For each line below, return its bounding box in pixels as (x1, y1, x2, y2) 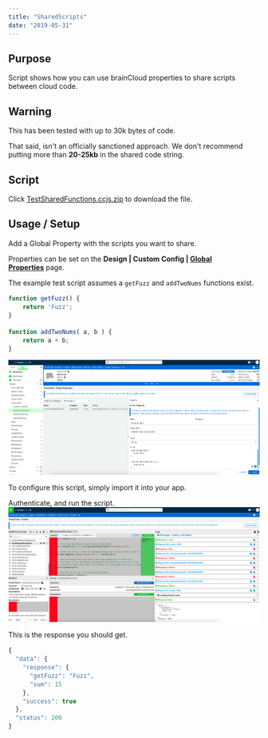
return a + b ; (22, 336, 69, 345)
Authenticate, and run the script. (8, 498, 115, 507)
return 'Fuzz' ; (22, 303, 73, 311)
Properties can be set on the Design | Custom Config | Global (8, 254, 213, 264)
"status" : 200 (15, 714, 62, 722)
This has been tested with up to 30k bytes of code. (8, 126, 176, 136)
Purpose (8, 52, 52, 65)
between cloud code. (8, 81, 78, 91)
